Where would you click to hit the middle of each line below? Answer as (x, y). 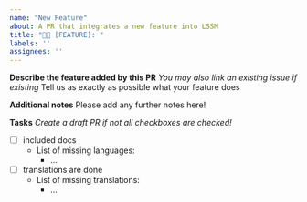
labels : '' (30, 43)
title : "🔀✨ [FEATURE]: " (57, 35)
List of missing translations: (88, 180)
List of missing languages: (85, 150)
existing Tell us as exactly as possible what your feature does (125, 87)
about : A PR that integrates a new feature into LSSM (114, 26)
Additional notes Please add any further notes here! (108, 105)
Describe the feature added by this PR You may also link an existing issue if (153, 77)
